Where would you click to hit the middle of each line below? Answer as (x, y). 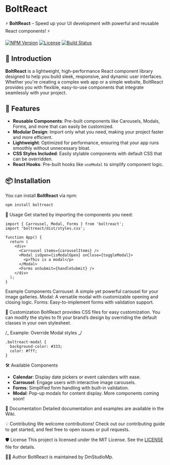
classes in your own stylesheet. (38, 323)
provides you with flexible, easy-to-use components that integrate (75, 87)
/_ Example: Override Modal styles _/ (44, 333)
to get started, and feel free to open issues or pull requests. (67, 430)
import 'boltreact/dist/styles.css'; (45, 229)
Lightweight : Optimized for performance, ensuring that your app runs (86, 143)
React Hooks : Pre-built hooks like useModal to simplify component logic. (88, 164)
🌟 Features (23, 109)
